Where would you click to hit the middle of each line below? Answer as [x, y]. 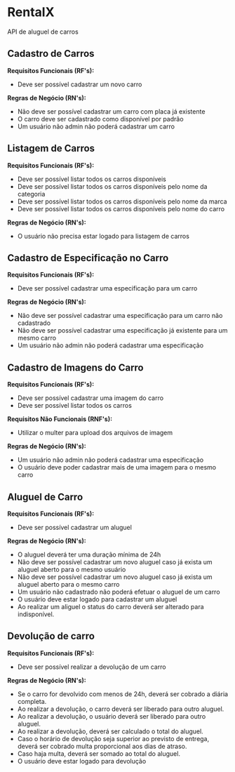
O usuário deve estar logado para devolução [82, 761]
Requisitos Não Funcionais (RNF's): [60, 419]
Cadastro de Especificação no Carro [88, 258]
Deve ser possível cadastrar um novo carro [80, 84]
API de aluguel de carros [43, 32]
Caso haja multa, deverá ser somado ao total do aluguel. [99, 753]
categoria [31, 194]
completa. [32, 701]
